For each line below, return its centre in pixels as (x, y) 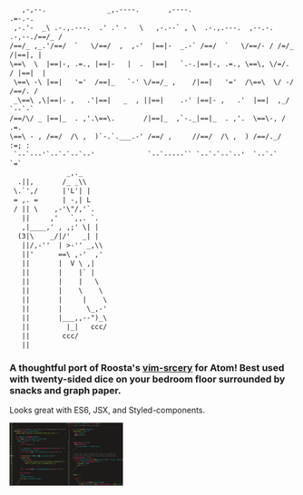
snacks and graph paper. (65, 390)
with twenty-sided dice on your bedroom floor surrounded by (147, 379)
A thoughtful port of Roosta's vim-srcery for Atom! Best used (147, 367)
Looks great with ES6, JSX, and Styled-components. (108, 410)
